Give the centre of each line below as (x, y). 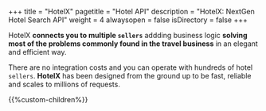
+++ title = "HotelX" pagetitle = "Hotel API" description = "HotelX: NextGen (131, 11)
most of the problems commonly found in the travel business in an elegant (133, 44)
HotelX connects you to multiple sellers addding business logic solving (128, 35)
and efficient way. (37, 52)
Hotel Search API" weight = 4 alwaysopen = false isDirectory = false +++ (128, 20)
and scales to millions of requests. (65, 84)
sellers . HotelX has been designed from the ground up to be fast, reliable (130, 76)
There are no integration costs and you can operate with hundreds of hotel (131, 67)
